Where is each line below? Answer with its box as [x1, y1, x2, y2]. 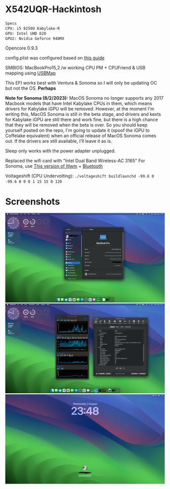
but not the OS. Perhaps [5, 85, 56, 91]
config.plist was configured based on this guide [5, 55, 105, 61]
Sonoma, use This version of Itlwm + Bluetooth [5, 163, 103, 169]
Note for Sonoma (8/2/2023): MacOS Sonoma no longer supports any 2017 [5, 95, 164, 101]
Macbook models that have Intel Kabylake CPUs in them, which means [5, 100, 152, 106]
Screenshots [5, 196, 60, 208]
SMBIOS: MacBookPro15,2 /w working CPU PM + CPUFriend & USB [5, 64, 146, 70]
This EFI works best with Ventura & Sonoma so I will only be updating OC [5, 79, 157, 86]
